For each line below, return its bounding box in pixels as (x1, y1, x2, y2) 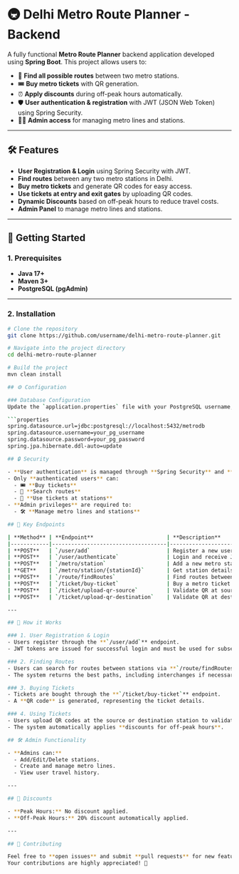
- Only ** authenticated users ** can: (7, 475, 119, 482)
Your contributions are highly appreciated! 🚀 (7, 860, 148, 867)
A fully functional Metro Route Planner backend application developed (7, 50, 215, 58)
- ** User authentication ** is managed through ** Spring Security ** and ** (7, 468, 234, 475)
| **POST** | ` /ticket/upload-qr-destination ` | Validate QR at (7, 593, 218, 600)
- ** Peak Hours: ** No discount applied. (7, 808, 129, 815)
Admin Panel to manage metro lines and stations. (17, 205, 163, 213)
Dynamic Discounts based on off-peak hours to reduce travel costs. (17, 197, 219, 205)
